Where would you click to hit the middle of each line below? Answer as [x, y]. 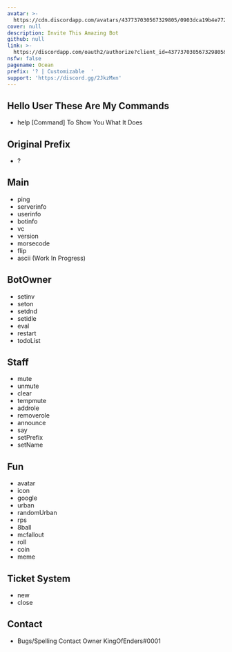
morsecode [33, 243]
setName [30, 445]
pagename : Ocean [30, 65]
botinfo [27, 221]
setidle [27, 318]
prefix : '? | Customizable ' [51, 71]
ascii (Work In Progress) [51, 258]
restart [27, 333]
